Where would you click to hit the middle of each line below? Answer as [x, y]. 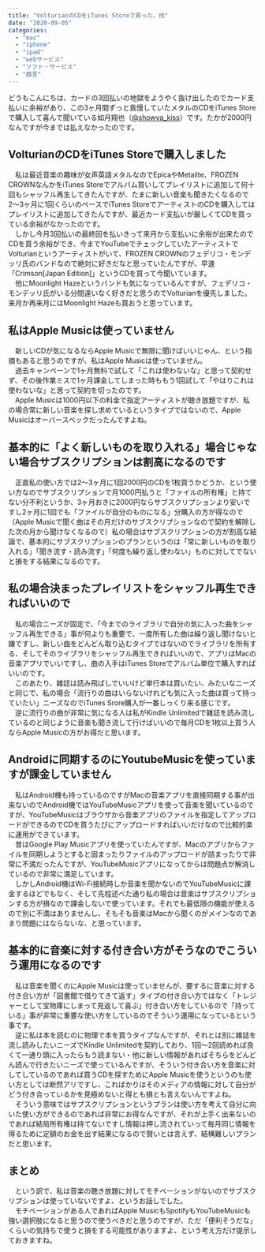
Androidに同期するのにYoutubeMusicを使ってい [127, 759]
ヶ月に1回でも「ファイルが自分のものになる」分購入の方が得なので [135, 512]
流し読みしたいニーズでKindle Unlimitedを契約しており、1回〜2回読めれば [127, 1045]
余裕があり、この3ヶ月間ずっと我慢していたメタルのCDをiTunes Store [142, 107]
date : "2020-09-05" [40, 23]
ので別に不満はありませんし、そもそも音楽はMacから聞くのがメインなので [129, 913]
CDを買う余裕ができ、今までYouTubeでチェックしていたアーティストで [123, 244]
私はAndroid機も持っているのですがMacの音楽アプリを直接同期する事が [131, 794]
